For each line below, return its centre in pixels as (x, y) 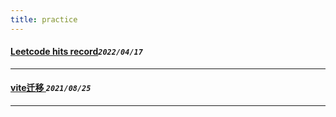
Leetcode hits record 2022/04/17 (76, 52)
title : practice (44, 19)
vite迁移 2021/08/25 (51, 88)
